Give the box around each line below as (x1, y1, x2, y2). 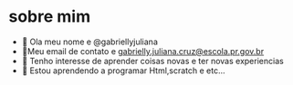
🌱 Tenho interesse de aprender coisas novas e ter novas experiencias (21, 55, 284, 66)
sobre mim (8, 6, 91, 27)
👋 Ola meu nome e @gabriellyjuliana (21, 36, 159, 47)
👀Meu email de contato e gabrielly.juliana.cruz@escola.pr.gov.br (21, 45, 265, 56)
